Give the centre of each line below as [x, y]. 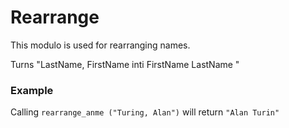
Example [32, 90]
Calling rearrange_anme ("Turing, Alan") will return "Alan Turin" [145, 112]
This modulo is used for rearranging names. [100, 45]
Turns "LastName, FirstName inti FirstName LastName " [125, 64]
